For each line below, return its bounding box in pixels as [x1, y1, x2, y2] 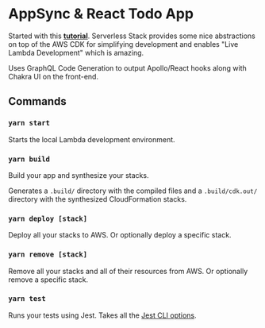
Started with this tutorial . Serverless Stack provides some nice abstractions [8, 31, 255, 41]
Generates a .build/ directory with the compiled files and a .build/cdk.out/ [8, 186, 258, 195]
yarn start [8, 118, 50, 128]
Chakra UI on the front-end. [8, 71, 99, 81]
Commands [8, 95, 67, 108]
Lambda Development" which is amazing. [8, 48, 144, 57]
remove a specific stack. [8, 275, 89, 284]
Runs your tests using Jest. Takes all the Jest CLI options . [8, 311, 197, 320]
